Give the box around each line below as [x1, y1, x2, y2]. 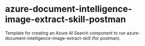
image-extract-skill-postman [5, 14, 126, 25]
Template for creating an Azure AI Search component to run [5, 30, 126, 36]
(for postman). [91, 35, 121, 41]
